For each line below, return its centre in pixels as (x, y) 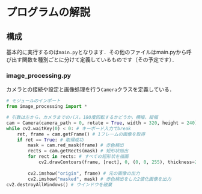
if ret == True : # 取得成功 (50, 140)
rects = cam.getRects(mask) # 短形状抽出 (78, 151)
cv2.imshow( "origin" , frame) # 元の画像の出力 (84, 173)
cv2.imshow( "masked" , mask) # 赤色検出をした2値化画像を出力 (99, 179)
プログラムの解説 (48, 12)
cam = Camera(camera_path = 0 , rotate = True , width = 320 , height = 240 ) (102, 123)
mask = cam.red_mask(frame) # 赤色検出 (76, 145)
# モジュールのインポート (34, 101)
